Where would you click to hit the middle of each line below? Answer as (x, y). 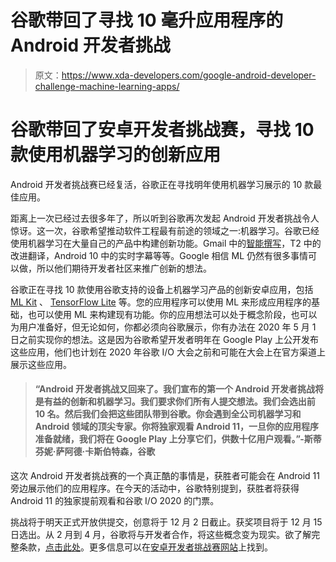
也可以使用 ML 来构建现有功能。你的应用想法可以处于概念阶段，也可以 (172, 314)
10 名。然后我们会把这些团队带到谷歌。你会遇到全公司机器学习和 (168, 414)
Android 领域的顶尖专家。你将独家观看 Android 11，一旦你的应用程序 (176, 427)
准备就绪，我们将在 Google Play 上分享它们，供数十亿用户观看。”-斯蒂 (178, 439)
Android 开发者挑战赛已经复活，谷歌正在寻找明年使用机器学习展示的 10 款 (162, 184)
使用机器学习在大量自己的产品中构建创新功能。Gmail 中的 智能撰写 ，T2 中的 (166, 243)
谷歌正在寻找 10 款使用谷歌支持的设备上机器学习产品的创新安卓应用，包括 (162, 289)
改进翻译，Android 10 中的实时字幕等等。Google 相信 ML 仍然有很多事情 (159, 255)
